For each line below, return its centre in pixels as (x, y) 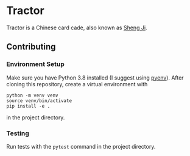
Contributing (31, 47)
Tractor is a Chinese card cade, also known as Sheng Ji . (77, 28)
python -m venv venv (33, 95)
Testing (18, 133)
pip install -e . (28, 106)
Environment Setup (36, 64)
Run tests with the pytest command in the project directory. (81, 146)
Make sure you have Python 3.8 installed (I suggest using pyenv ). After (95, 78)
